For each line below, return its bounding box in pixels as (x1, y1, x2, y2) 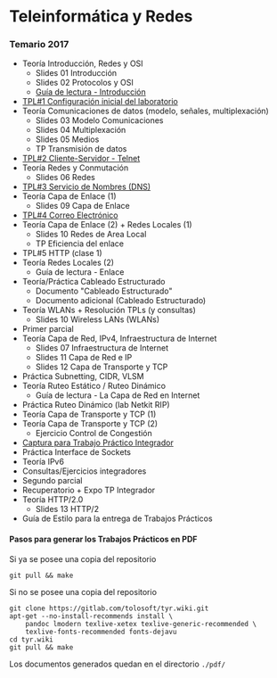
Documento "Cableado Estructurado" (35, 285, 173, 296)
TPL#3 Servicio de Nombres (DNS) (21, 181, 151, 193)
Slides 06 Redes (35, 172, 95, 183)
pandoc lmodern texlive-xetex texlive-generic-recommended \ (25, 619, 257, 628)
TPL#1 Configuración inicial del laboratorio (21, 96, 178, 107)
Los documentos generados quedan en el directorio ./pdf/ (9, 658, 225, 669)
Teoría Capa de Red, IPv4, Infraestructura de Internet (21, 333, 217, 344)
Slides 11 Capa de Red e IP (35, 352, 133, 363)
